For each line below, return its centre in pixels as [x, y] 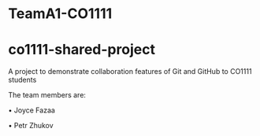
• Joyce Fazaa [32, 110]
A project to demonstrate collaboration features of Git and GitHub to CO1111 [130, 72]
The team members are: [47, 95]
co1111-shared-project [82, 50]
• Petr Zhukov [31, 126]
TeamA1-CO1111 [60, 14]
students [22, 80]
